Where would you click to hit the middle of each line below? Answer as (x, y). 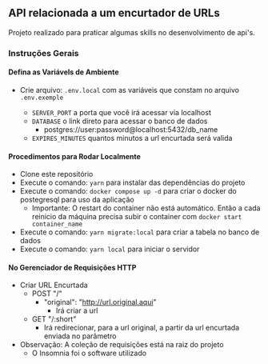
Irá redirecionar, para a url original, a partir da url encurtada (142, 328)
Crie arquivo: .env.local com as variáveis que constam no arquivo (130, 90)
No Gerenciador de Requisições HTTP (72, 267)
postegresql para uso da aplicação (77, 200)
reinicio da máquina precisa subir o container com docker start (137, 217)
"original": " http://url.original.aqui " (100, 302)
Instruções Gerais (44, 53)
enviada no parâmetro (80, 336)
